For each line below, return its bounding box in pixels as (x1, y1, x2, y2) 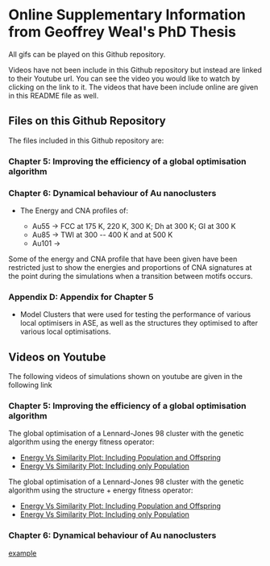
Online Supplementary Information (8, 6, 246, 24)
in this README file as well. (8, 90, 99, 100)
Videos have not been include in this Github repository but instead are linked (8, 65, 262, 74)
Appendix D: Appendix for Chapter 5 (8, 291, 155, 302)
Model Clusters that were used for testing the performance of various (19, 310, 251, 319)
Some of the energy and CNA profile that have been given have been (8, 254, 238, 264)
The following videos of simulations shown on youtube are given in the (8, 372, 243, 381)
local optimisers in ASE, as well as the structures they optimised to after (19, 318, 259, 328)
